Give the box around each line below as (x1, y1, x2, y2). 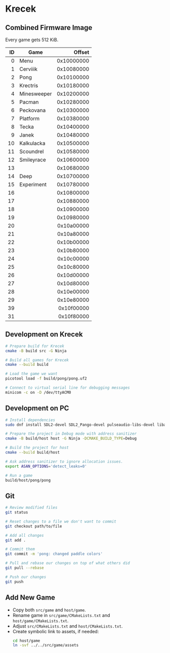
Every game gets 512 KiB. (5, 37, 59, 43)
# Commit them (5, 546, 35, 552)
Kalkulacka (19, 140, 46, 147)
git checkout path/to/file (5, 524, 62, 529)
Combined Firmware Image (5, 23, 93, 32)
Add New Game (5, 593, 56, 602)
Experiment (19, 181, 47, 188)
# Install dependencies (5, 417, 56, 423)
